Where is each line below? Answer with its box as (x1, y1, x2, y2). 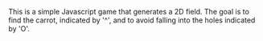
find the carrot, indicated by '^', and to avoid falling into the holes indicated (8, 15, 256, 25)
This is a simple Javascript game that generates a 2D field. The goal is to (8, 7, 249, 16)
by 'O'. (8, 24, 31, 33)
